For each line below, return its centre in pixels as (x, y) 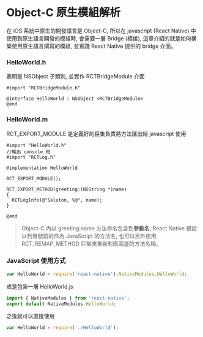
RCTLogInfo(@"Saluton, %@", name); (57, 200)
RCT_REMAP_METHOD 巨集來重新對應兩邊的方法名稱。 (91, 243)
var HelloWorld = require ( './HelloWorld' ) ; (63, 328)
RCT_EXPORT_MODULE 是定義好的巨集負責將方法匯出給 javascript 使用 (96, 134)
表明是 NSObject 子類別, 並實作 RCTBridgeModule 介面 (76, 77)
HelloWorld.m (27, 119)
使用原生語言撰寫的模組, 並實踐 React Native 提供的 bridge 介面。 (94, 46)
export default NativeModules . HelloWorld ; (61, 304)
